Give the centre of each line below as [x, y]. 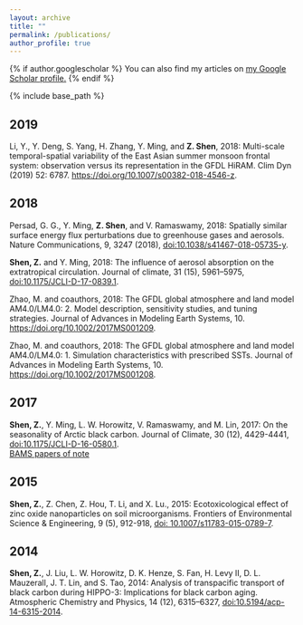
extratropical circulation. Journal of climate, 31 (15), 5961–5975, [127, 272]
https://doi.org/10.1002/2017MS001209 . [83, 328]
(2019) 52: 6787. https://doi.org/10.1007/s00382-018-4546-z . [123, 175]
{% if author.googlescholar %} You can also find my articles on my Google [148, 69]
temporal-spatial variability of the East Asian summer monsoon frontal [140, 156]
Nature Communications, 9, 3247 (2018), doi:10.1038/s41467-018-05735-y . [149, 245]
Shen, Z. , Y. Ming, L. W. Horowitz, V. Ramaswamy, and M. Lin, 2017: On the [149, 424]
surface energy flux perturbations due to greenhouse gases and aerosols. [147, 235]
